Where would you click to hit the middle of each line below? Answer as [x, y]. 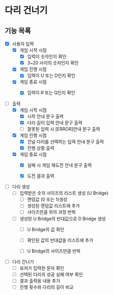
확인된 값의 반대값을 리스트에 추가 [60, 240]
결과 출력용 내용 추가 [40, 281]
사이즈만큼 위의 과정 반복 [51, 212]
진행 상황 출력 [41, 148]
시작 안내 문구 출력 [45, 116]
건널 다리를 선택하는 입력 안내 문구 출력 [65, 141]
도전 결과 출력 [41, 176]
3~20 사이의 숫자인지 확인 [53, 63]
